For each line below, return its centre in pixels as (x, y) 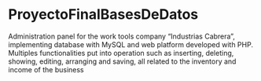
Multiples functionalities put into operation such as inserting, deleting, (121, 53)
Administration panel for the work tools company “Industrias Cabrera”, (122, 36)
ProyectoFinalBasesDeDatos (103, 15)
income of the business (46, 69)
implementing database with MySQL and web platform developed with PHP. (131, 44)
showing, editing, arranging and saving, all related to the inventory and (122, 61)
